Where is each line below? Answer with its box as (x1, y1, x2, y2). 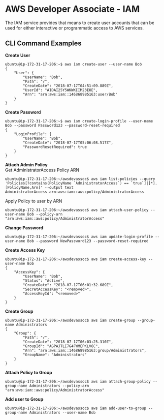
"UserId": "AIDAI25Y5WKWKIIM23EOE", (23, 88, 98, 92)
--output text (44, 185, 74, 190)
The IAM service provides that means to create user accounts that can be (5, 20, 155, 26)
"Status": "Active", (23, 278, 65, 283)
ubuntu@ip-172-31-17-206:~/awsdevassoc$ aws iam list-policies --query (5, 176, 155, 181)
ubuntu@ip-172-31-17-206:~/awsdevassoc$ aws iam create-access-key (5, 257, 147, 262)
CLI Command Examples (5, 39, 82, 48)
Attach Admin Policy (5, 161, 48, 168)
